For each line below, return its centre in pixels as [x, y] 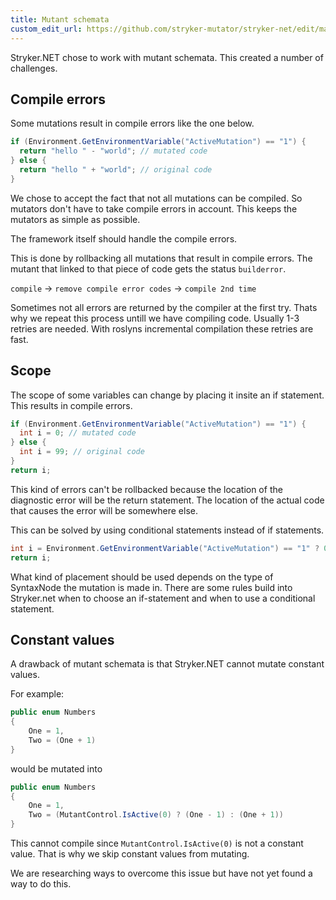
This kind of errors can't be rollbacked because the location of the [146, 489]
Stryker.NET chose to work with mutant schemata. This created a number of [167, 57]
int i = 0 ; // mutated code [78, 433]
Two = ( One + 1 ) [62, 740]
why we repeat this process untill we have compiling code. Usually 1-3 [155, 318]
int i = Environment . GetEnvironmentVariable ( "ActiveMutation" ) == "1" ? [165, 548]
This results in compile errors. [71, 405]
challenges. [34, 68]
